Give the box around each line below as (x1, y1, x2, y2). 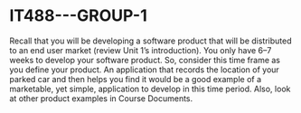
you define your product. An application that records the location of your (9, 64, 280, 75)
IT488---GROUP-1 (9, 5, 147, 26)
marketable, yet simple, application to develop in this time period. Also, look (9, 83, 291, 94)
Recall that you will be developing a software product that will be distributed (9, 35, 292, 46)
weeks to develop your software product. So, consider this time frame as (9, 54, 281, 65)
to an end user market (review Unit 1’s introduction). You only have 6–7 (9, 44, 272, 55)
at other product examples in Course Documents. (9, 92, 193, 104)
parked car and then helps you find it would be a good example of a (9, 73, 262, 84)
